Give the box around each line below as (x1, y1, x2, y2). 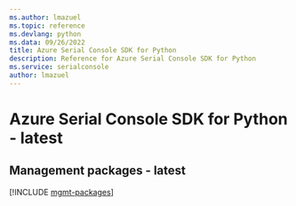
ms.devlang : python (9, 29, 82, 38)
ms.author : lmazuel (9, 12, 82, 22)
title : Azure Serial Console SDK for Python (9, 46, 177, 55)
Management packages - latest (9, 163, 187, 178)
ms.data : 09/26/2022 (9, 37, 86, 47)
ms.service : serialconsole (9, 63, 109, 72)
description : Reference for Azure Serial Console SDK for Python (9, 54, 256, 63)
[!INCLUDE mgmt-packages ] (9, 186, 114, 197)
